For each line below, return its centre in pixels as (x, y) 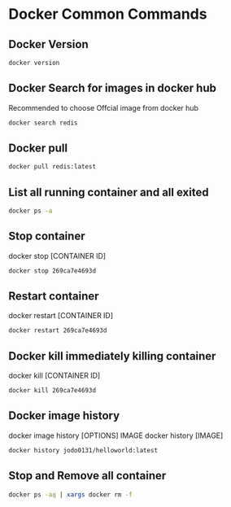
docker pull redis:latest (52, 167)
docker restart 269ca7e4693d (58, 330)
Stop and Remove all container (87, 476)
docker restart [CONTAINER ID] (61, 316)
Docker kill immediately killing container (112, 356)
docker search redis (44, 123)
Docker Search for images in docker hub (113, 88)
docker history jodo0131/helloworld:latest (83, 450)
